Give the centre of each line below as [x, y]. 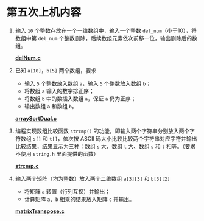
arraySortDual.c [36, 118]
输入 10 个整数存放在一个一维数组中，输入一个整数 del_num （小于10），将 [106, 30]
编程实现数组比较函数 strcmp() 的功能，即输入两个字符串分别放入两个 [102, 131]
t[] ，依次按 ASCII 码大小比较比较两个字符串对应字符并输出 [123, 138]
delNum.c [28, 58]
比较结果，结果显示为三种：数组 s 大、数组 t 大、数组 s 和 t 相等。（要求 [105, 146]
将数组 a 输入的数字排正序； [59, 91]
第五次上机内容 [44, 12]
